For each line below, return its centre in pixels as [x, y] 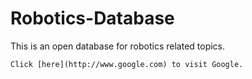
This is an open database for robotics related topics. [118, 46]
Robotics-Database [92, 18]
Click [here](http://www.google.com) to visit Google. [127, 64]
